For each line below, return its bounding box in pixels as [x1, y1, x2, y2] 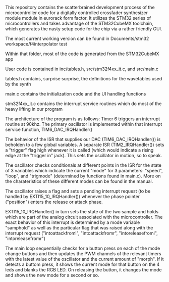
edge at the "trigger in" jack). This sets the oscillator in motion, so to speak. [5, 153, 162, 158]
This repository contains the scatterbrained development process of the [5, 5, 155, 10]
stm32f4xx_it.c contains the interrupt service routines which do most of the [5, 101, 162, 107]
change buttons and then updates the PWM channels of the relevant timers [5, 251, 161, 257]
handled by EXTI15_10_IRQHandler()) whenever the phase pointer [5, 194, 140, 199]
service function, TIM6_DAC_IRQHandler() [5, 126, 93, 132]
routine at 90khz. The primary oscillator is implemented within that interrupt [5, 121, 162, 127]
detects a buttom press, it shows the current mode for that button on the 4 [5, 261, 160, 267]
